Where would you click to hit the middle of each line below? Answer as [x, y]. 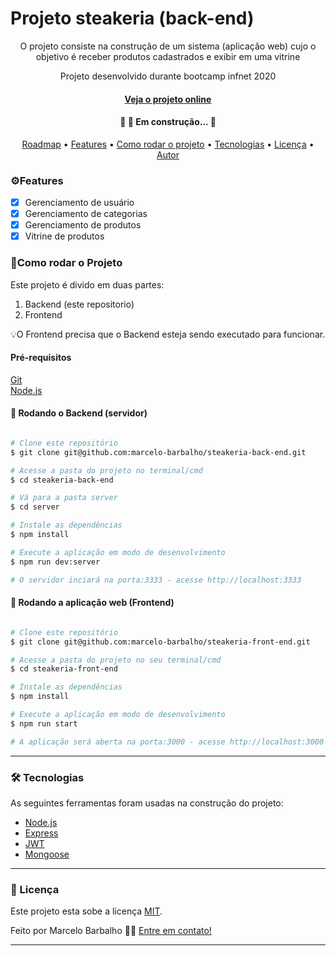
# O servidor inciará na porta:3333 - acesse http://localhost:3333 [156, 580]
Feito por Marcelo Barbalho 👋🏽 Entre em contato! [111, 931]
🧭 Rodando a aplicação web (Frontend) [92, 603]
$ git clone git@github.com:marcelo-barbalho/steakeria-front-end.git [160, 642]
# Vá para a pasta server [64, 498]
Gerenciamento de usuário [79, 203]
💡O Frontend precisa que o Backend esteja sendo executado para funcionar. [168, 334]
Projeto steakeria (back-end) [132, 18]
